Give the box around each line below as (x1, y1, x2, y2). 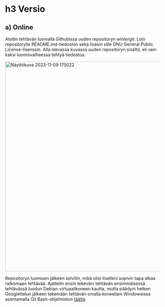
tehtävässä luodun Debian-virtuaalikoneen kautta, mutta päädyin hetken (5, 286, 151, 291)
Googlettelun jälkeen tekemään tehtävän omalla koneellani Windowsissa (5, 291, 151, 297)
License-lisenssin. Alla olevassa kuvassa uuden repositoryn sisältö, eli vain (5, 47, 157, 52)
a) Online (5, 23, 33, 31)
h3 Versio (5, 3, 45, 15)
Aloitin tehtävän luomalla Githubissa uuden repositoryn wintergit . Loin (5, 36, 146, 42)
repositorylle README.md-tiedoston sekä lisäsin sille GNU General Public (5, 41, 154, 47)
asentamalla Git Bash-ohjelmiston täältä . (5, 296, 87, 302)
